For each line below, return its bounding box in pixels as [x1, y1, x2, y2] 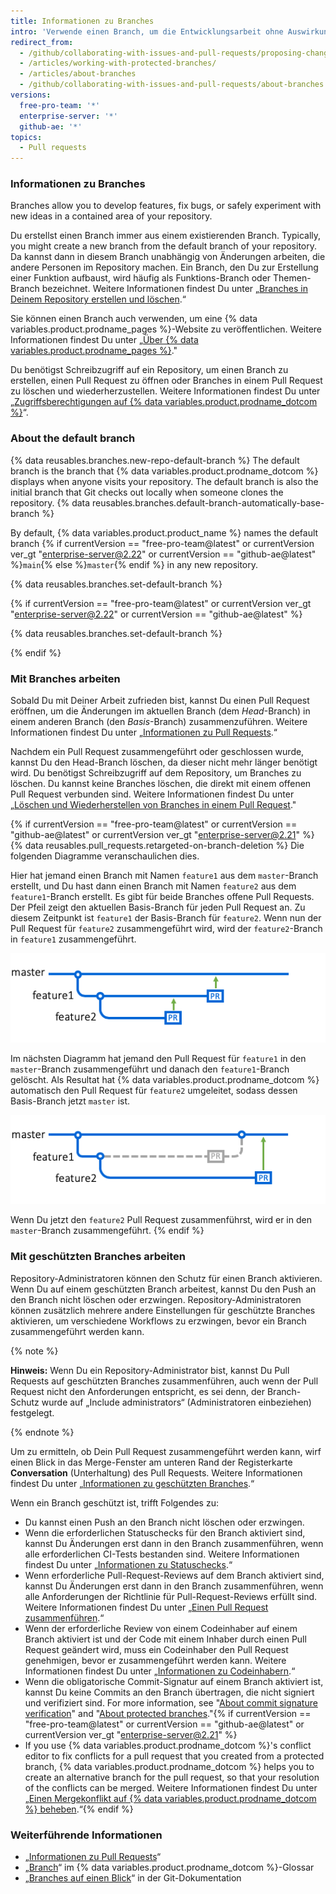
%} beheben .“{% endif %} [24, 1803, 134, 1815]
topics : [10, 132, 43, 142]
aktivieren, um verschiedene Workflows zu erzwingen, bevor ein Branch [10, 1315, 307, 1327]
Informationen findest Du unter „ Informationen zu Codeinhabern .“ [24, 1665, 296, 1677]
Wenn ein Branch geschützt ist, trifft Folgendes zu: [10, 1496, 219, 1509]
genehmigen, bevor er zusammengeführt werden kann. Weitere [24, 1654, 287, 1666]
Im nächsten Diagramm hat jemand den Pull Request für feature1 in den [10, 1052, 307, 1064]
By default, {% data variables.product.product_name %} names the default [10, 526, 319, 539]
